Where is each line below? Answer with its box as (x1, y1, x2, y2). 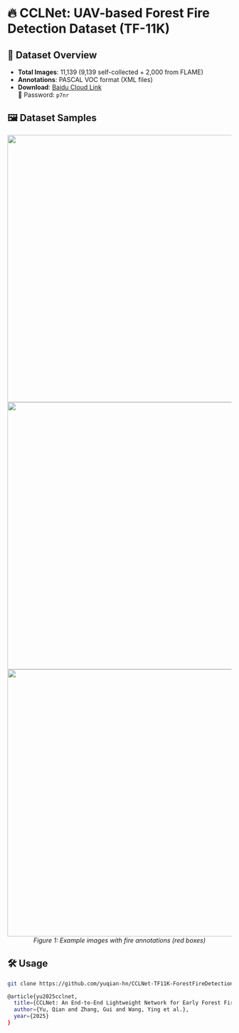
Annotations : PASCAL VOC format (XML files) (17, 76, 153, 83)
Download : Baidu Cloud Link (17, 83, 102, 91)
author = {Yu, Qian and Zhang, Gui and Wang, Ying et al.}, (14, 1006, 190, 1013)
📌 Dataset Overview (7, 48, 97, 61)
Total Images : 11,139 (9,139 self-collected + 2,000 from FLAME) (17, 68, 204, 76)
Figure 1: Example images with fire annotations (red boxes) (33, 935, 206, 945)
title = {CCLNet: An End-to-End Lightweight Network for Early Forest (14, 1000, 221, 1007)
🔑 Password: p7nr (17, 90, 70, 99)
